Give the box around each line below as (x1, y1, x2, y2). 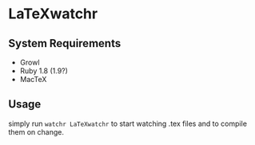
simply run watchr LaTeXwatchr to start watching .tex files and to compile (8, 119, 248, 128)
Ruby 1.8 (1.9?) (19, 66, 68, 76)
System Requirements (8, 37, 122, 50)
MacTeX (19, 75, 47, 84)
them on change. (8, 127, 65, 136)
